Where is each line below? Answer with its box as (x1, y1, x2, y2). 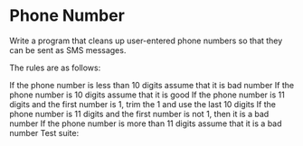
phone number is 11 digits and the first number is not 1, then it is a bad (9, 108, 270, 119)
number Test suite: (9, 127, 80, 138)
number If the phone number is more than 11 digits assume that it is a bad (9, 118, 282, 129)
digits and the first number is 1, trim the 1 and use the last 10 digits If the (9, 98, 276, 109)
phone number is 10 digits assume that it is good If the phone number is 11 (9, 89, 285, 100)
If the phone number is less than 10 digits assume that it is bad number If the (9, 79, 295, 90)
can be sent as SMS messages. (9, 44, 127, 55)
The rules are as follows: (9, 62, 101, 73)
